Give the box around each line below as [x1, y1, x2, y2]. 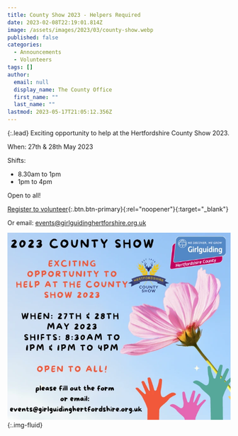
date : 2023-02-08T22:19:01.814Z [7, 18, 103, 26]
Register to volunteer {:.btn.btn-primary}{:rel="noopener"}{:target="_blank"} [7, 205, 229, 213]
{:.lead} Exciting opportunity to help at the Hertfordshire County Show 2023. [7, 129, 230, 137]
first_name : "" [13, 93, 59, 101]
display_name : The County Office [13, 86, 113, 93]
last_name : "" [13, 101, 55, 108]
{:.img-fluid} [7, 420, 43, 429]
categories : [7, 41, 42, 49]
